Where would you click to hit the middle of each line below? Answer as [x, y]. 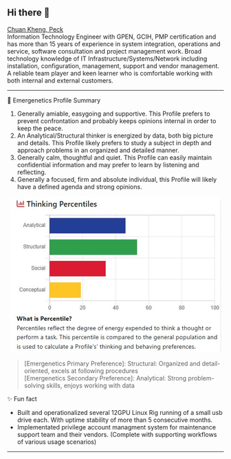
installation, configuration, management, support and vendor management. [113, 65]
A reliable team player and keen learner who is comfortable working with [110, 73]
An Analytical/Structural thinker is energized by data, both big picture [115, 136]
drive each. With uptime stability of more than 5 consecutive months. [115, 420]
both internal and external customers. [60, 81]
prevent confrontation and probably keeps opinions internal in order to [117, 120]
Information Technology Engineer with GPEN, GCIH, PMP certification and [112, 36]
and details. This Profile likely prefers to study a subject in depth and [114, 142]
